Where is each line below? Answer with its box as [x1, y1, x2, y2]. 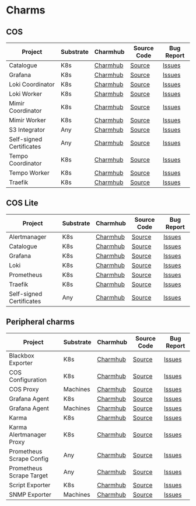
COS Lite [6, 198, 38, 208]
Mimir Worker [9, 116, 47, 124]
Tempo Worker [9, 169, 50, 177]
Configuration [9, 376, 47, 384]
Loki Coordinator [9, 80, 55, 88]
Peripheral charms [6, 317, 75, 327]
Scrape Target [9, 471, 48, 480]
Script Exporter [9, 481, 51, 489]
